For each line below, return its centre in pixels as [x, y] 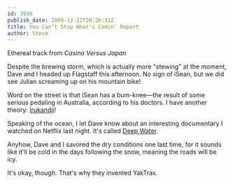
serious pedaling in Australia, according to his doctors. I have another [107, 103]
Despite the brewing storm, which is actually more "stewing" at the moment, [117, 66]
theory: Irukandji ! [32, 110]
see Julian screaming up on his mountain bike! [74, 82]
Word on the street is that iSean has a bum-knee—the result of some [106, 95]
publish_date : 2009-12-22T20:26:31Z [61, 20]
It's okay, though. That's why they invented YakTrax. [83, 173]
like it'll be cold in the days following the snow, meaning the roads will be [112, 152]
